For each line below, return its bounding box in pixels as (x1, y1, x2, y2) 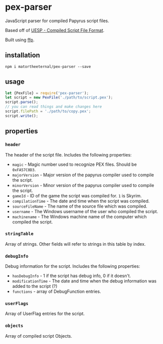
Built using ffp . (5, 36, 35, 43)
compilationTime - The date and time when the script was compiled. (12, 198, 150, 204)
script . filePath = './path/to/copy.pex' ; (5, 109, 91, 114)
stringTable (5, 231, 34, 237)
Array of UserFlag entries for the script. (5, 311, 85, 316)
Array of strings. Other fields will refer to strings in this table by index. (5, 241, 146, 247)
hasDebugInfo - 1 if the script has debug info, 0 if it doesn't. (12, 273, 131, 279)
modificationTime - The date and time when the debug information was (12, 278, 157, 284)
